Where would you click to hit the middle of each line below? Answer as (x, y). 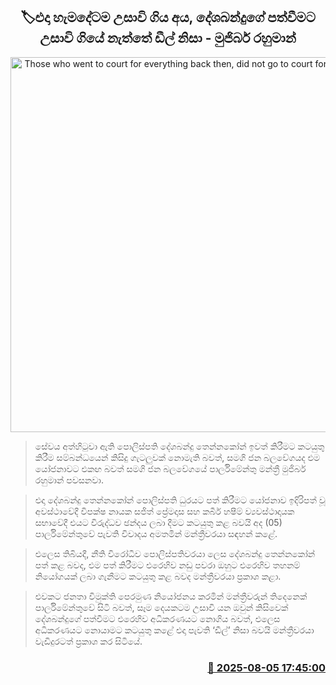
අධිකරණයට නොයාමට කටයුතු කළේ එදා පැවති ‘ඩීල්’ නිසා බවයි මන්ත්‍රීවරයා (174, 630)
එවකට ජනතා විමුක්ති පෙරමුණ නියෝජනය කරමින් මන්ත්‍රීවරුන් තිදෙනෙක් (171, 596)
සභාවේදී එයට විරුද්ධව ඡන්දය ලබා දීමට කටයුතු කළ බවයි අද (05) (158, 522)
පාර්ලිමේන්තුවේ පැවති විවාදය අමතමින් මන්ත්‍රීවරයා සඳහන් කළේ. (156, 533)
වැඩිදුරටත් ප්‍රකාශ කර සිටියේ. (88, 641)
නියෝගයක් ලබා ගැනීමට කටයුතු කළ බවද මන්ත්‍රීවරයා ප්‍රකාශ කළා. (158, 576)
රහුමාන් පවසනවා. (69, 480)
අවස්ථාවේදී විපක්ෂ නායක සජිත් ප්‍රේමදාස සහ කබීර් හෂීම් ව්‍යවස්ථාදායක (164, 511)
